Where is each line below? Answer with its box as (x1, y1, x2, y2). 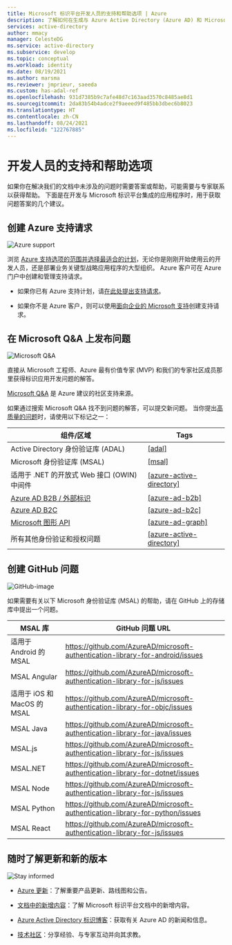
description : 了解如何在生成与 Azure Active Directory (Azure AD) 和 (7, 17, 202, 24)
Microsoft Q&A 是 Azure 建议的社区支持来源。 (7, 389, 137, 397)
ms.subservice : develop (7, 49, 76, 56)
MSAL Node (10, 784, 50, 793)
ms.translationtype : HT (7, 107, 76, 114)
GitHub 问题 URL (116, 623, 171, 633)
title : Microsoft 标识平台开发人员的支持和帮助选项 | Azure (7, 10, 167, 17)
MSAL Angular (10, 671, 57, 681)
